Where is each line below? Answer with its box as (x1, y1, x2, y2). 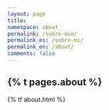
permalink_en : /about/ (7, 43, 74, 50)
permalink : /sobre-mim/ (7, 30, 78, 38)
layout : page (7, 10, 46, 18)
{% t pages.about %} (7, 76, 103, 89)
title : (7, 17, 27, 24)
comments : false (7, 50, 55, 57)
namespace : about (7, 23, 59, 31)
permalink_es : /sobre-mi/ (7, 37, 84, 44)
